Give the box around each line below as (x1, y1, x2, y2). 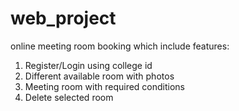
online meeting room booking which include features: (10, 40, 230, 52)
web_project (10, 7, 117, 30)
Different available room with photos (24, 70, 175, 82)
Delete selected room (24, 91, 114, 103)
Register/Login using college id (24, 59, 153, 71)
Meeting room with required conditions (24, 80, 186, 92)
